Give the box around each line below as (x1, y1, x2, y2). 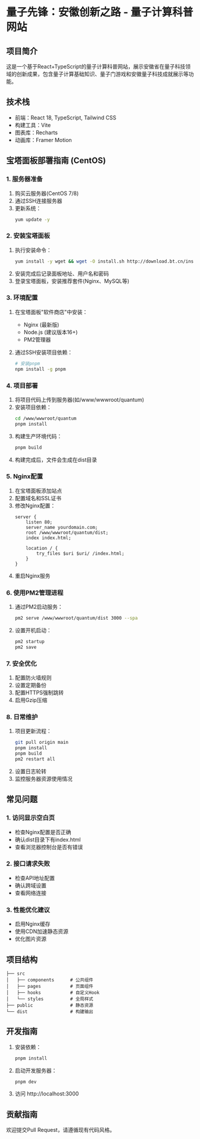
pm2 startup (14, 638, 45, 645)
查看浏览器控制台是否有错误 (14, 843, 83, 851)
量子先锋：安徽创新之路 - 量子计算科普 (6, 5, 193, 19)
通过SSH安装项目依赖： (14, 349, 73, 356)
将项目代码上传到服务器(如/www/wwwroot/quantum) (14, 396, 145, 403)
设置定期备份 (14, 682, 46, 689)
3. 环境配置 (6, 294, 38, 302)
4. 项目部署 (6, 381, 38, 390)
